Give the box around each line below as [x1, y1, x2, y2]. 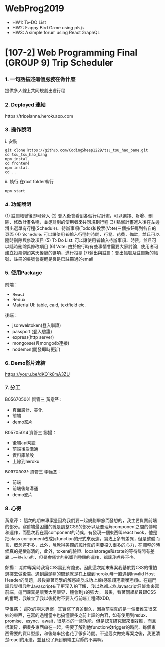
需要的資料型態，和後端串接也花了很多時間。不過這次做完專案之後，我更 [9, 630, 156, 636]
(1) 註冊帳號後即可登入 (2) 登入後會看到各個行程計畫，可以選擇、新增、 [5, 213, 149, 219]
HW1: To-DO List [12, 19, 46, 25]
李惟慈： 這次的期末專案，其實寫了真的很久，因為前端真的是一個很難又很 [5, 606, 153, 612]
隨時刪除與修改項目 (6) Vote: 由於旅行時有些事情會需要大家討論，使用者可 [9, 244, 159, 250]
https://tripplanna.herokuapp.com [5, 113, 74, 118]
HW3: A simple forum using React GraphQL [12, 29, 100, 35]
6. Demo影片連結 [5, 359, 46, 366]
